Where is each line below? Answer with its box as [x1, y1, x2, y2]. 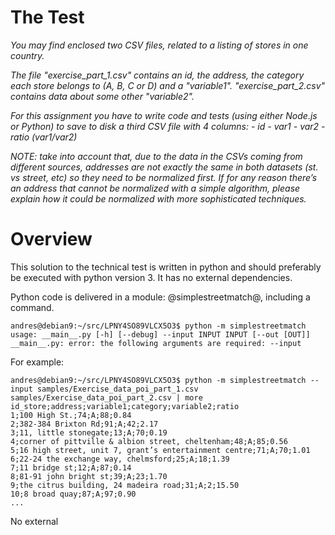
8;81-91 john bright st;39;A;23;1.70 [10, 471, 168, 481]
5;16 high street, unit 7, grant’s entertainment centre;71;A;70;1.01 [10, 445, 311, 455]
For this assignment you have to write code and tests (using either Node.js [10, 109, 318, 121]
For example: [10, 356, 65, 368]
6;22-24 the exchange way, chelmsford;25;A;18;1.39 [10, 454, 230, 464]
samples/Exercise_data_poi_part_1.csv [36, 384, 199, 394]
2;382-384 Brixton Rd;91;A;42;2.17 [10, 419, 159, 429]
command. [10, 301, 55, 313]
